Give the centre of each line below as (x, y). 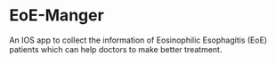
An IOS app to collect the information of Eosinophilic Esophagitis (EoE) (138, 40)
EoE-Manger (57, 16)
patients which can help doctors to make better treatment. (116, 49)
